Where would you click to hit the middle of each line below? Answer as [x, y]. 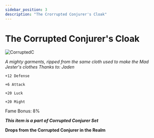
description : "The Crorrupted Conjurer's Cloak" [56, 14]
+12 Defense [17, 76]
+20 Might [15, 102]
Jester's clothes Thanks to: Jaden [40, 67]
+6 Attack [15, 85]
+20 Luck [14, 93]
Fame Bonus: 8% [23, 111]
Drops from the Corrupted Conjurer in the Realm [56, 130]
